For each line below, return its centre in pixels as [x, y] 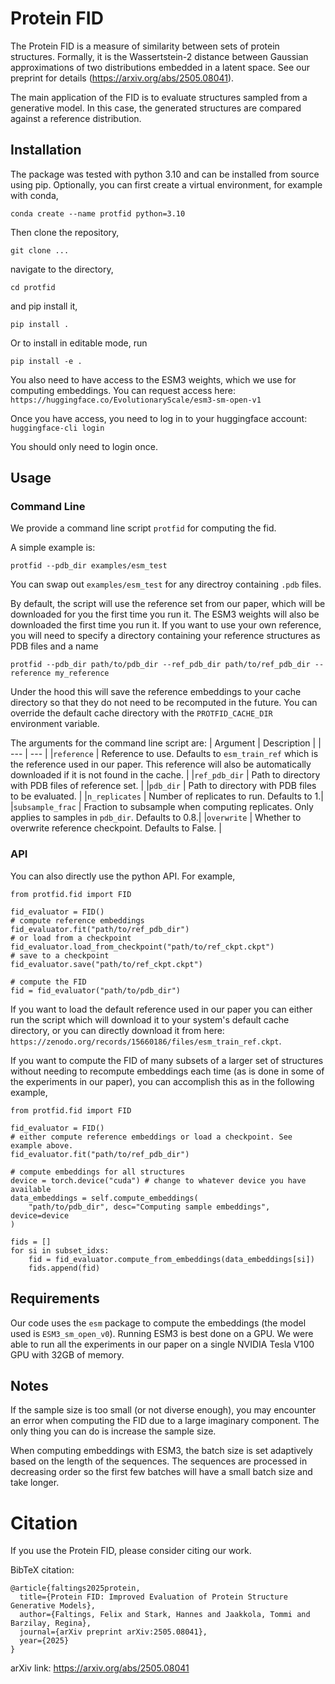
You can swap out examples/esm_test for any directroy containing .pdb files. [166, 584]
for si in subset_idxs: [60, 1250]
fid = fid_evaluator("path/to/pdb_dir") [96, 990]
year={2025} [44, 1641]
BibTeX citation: [42, 1570]
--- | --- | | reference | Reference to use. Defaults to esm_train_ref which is [164, 754]
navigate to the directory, [62, 269]
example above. [42, 1145]
